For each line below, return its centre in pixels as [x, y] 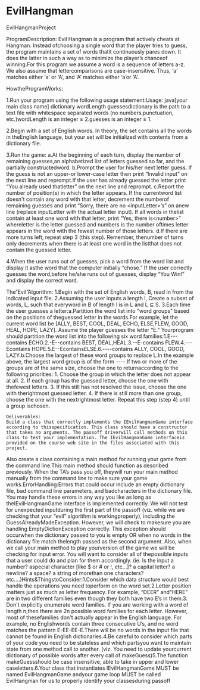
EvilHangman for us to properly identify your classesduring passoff [88, 680]
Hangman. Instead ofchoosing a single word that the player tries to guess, [97, 45]
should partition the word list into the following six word [74, 336]
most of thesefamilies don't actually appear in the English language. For [94, 617]
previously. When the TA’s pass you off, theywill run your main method [92, 471]
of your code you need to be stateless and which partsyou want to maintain [99, 642]
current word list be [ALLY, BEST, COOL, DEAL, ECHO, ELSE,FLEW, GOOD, [97, 324]
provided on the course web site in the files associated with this [93, 443]
